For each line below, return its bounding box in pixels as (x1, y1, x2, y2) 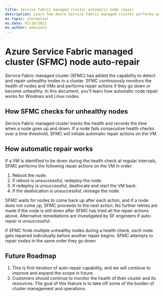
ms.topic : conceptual (5, 16, 49, 21)
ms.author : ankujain (5, 25, 47, 30)
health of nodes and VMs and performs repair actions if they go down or (5, 83, 151, 89)
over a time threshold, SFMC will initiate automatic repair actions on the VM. (5, 130, 158, 136)
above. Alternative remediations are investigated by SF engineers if (5, 213, 140, 219)
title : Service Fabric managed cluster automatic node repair (5, 7, 134, 12)
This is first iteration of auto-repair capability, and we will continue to (12, 265, 151, 271)
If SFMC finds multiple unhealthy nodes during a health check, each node (5, 227, 153, 233)
